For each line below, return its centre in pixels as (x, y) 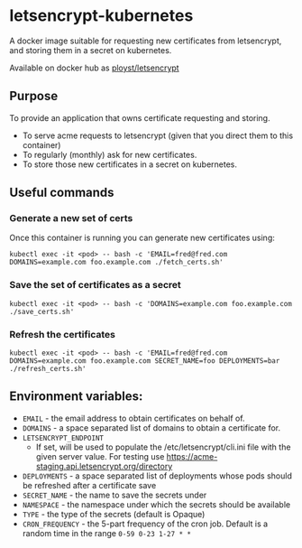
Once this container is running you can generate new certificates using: (142, 238)
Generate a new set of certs (71, 218)
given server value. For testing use (100, 456)
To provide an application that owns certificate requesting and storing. (140, 117)
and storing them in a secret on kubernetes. (91, 50)
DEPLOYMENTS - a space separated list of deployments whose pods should (157, 476)
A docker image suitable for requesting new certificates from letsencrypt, (146, 41)
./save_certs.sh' (42, 311)
